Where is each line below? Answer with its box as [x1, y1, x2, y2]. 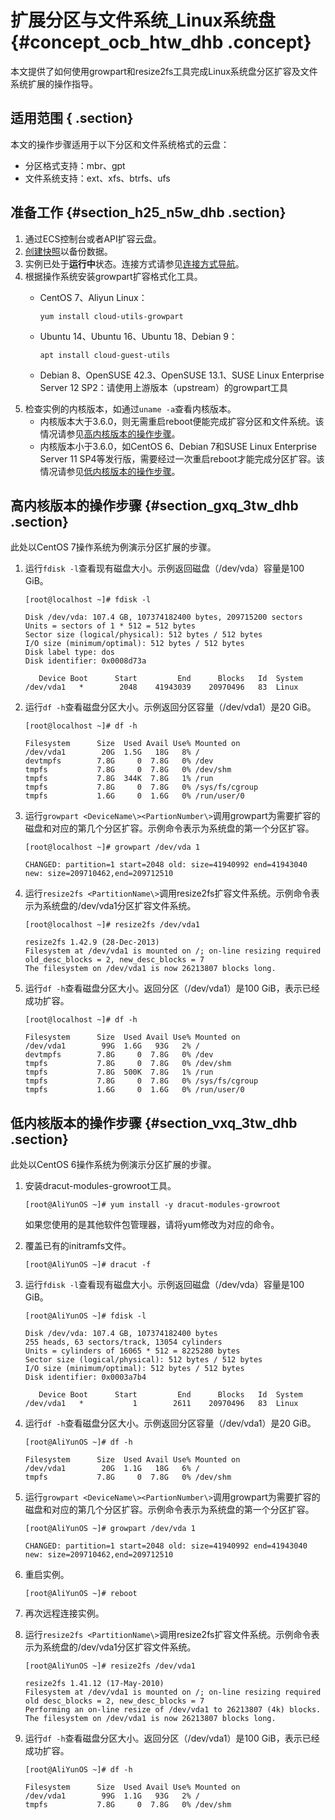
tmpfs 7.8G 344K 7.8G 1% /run [24, 774, 214, 784]
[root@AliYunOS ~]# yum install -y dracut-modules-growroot [24, 1200, 281, 1210]
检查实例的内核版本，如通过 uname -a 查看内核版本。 [24, 402, 237, 415]
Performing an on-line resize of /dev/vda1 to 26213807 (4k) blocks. [24, 1705, 322, 1715]
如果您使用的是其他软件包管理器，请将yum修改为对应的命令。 [24, 1219, 280, 1231]
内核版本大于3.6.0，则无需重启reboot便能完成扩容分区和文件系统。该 [39, 415, 325, 427]
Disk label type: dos [24, 647, 115, 658]
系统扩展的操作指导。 [10, 77, 98, 90]
